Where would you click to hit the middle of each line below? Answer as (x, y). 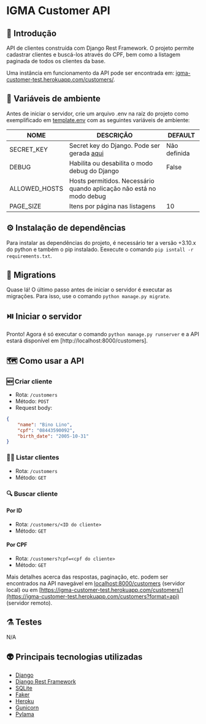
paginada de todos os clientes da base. (56, 61)
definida (178, 153)
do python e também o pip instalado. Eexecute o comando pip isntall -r (100, 249)
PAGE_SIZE (25, 206)
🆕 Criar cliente (29, 381)
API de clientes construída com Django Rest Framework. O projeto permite (100, 48)
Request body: (34, 407)
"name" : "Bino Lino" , (45, 425)
